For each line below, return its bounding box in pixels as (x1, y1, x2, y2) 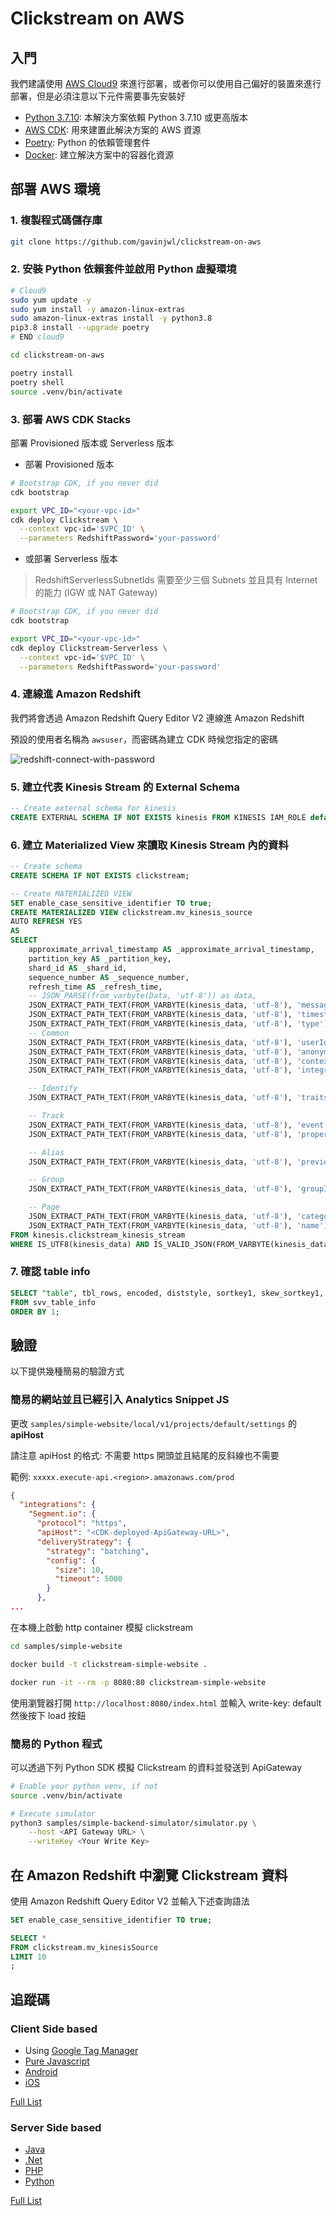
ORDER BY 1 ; (10, 1307, 60, 1317)
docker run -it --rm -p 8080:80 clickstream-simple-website (10, 1677, 267, 1687)
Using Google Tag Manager (24, 2045, 139, 2056)
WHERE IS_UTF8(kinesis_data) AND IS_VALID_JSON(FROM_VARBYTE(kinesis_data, (10, 1239, 333, 1249)
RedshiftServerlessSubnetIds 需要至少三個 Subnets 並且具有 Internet (34, 574, 318, 586)
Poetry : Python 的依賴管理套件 (24, 137, 151, 148)
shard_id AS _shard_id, (28, 963, 128, 973)
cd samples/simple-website (10, 1641, 123, 1651)
